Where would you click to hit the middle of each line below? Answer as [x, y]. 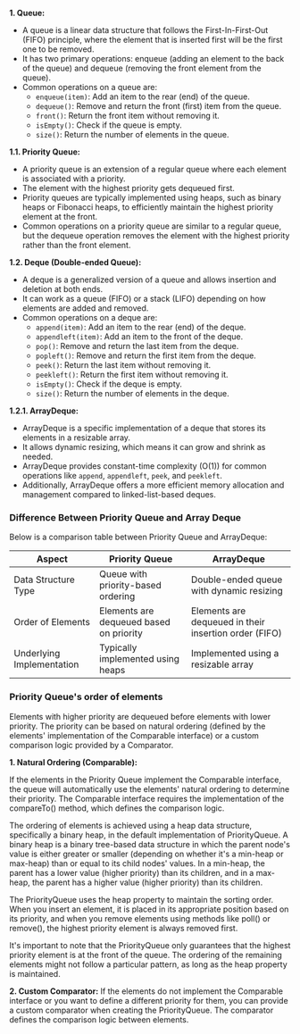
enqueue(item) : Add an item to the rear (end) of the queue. [142, 96]
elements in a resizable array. [76, 438]
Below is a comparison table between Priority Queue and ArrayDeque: [138, 537]
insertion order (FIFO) [237, 633]
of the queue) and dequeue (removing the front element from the [142, 68]
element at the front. [60, 217]
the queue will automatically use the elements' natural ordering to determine [150, 788]
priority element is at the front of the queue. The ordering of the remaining [146, 955]
